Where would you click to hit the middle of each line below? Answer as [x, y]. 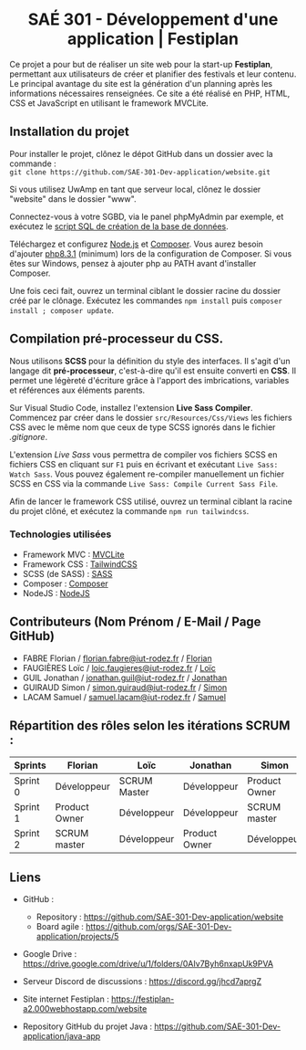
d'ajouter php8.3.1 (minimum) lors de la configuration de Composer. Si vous [151, 253]
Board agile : [60, 927]
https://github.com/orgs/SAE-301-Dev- [159, 927]
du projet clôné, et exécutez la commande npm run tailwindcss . [129, 510]
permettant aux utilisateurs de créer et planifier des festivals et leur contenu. [153, 74]
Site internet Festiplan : [66, 999]
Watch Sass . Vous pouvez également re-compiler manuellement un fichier [147, 474]
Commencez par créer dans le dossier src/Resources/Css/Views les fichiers [151, 417]
